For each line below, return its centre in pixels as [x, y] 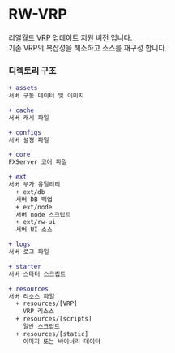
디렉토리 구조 [32, 71]
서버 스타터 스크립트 [37, 274]
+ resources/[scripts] [54, 319]
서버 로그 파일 [29, 252]
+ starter [25, 266]
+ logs [19, 244]
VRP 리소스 [39, 312]
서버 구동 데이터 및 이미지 [46, 96]
